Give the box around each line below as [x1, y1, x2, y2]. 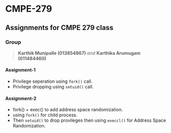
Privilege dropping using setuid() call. [12, 84, 94, 90]
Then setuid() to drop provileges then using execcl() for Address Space [12, 117, 166, 123]
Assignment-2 [5, 95, 37, 102]
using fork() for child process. [12, 112, 78, 118]
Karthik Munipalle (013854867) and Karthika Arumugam [17, 50, 141, 56]
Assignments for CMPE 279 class [5, 23, 114, 32]
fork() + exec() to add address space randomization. [12, 107, 123, 113]
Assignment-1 [5, 67, 36, 73]
